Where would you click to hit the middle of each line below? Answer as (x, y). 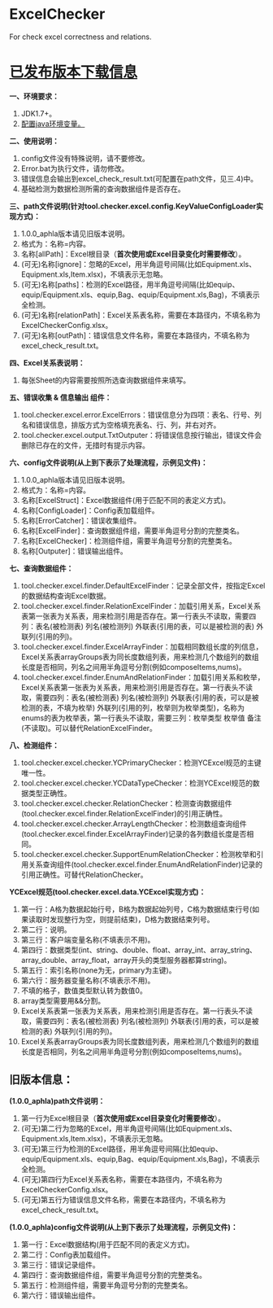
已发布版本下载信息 (74, 72)
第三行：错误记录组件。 (60, 1264)
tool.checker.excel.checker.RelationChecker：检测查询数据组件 (126, 803)
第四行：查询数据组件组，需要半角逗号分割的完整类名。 (113, 1275)
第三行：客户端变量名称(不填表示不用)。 (88, 939)
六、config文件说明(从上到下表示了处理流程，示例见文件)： (108, 462)
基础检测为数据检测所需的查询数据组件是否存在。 (103, 189)
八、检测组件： (34, 745)
